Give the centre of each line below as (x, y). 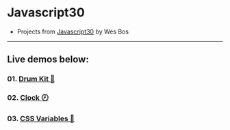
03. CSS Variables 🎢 (41, 119)
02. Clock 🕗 (28, 98)
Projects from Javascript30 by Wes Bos (73, 31)
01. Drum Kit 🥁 (31, 79)
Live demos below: (48, 60)
